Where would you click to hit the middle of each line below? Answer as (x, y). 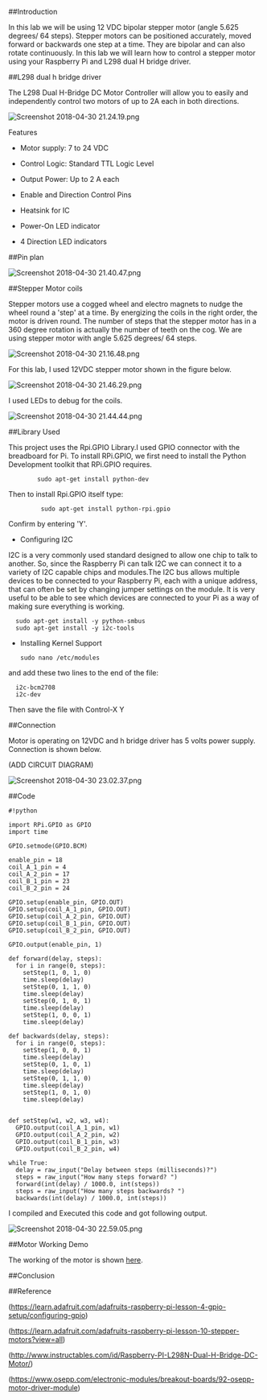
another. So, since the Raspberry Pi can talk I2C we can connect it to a (125, 564)
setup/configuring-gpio (47, 1315)
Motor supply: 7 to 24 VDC (64, 148)
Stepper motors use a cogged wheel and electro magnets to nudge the (126, 304)
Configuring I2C (47, 539)
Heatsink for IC (45, 210)
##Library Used (34, 432)
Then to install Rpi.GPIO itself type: (66, 494)
